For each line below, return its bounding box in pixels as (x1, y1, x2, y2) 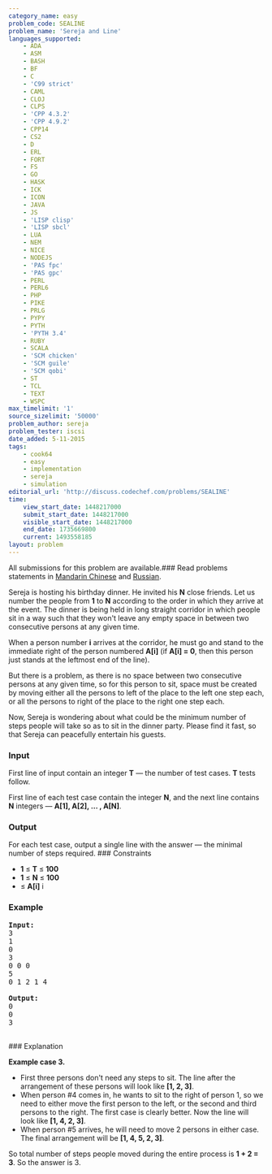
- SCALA (23, 344, 49, 353)
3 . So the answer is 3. (8, 1157, 81, 1167)
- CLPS (23, 102, 45, 110)
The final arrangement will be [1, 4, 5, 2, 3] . (19, 1133, 165, 1142)
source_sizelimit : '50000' (8, 412, 100, 421)
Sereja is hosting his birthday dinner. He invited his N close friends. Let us (8, 587, 256, 597)
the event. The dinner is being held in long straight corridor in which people (8, 604, 261, 614)
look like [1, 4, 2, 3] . (19, 1116, 87, 1125)
